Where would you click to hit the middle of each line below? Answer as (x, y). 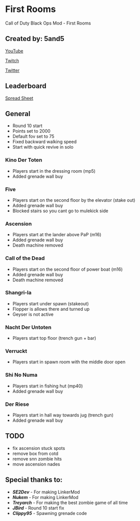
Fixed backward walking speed (44, 142)
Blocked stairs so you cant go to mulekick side (60, 211)
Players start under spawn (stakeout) (50, 303)
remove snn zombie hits (37, 458)
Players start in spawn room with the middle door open (69, 362)
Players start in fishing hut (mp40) (48, 386)
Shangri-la (18, 293)
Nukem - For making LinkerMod (45, 497)
